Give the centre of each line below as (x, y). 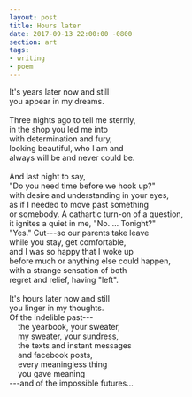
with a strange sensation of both (68, 270)
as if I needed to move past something (79, 204)
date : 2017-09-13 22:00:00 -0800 (71, 34)
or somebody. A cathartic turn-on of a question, (96, 214)
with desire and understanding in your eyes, (89, 195)
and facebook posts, (55, 355)
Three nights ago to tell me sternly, (73, 119)
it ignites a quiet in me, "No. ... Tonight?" (83, 223)
